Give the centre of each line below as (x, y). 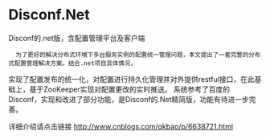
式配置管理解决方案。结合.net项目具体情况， (72, 63)
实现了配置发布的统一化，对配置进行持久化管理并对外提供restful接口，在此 (131, 79)
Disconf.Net (49, 15)
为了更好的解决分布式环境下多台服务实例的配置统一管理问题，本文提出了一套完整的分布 (138, 55)
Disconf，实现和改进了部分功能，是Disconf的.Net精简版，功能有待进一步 (129, 99)
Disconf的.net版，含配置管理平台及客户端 (77, 38)
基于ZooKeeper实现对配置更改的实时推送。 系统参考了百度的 (130, 89)
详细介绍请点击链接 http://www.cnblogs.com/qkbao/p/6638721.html (121, 126)
